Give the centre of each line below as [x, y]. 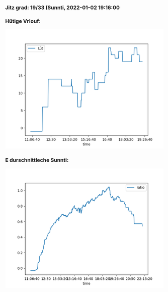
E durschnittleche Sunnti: [37, 160]
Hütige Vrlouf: [23, 21]
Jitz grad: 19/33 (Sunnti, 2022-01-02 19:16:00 [62, 8]
